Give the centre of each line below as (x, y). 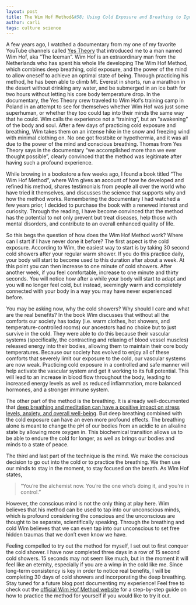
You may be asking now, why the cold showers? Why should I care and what (98, 309)
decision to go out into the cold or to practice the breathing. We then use (93, 462)
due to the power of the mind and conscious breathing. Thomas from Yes (94, 144)
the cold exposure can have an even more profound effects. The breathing (96, 420)
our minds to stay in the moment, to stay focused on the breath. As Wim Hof (97, 469)
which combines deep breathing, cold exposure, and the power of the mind (97, 69)
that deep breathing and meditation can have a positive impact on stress (93, 407)
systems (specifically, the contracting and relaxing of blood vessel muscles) (97, 340)
